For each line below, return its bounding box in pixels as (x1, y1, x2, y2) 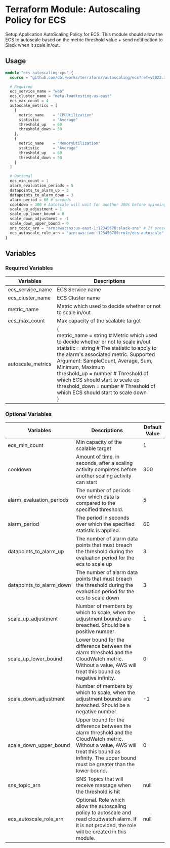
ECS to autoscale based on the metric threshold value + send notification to (5, 37, 163, 43)
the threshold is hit (75, 788, 120, 795)
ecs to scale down (75, 594, 119, 601)
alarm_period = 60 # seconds (10, 197, 71, 202)
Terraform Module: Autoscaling (5, 4, 141, 15)
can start (75, 479, 97, 486)
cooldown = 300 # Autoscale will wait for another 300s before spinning (10, 202, 166, 207)
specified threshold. (75, 506, 123, 513)
